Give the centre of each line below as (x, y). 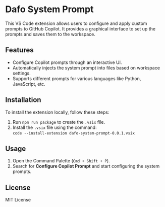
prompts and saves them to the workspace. (50, 34)
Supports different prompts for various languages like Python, (77, 78)
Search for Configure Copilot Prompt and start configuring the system (86, 166)
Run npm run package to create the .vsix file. (59, 122)
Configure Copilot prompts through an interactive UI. (67, 62)
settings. (22, 73)
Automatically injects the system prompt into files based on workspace (86, 67)
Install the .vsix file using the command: (54, 127)
